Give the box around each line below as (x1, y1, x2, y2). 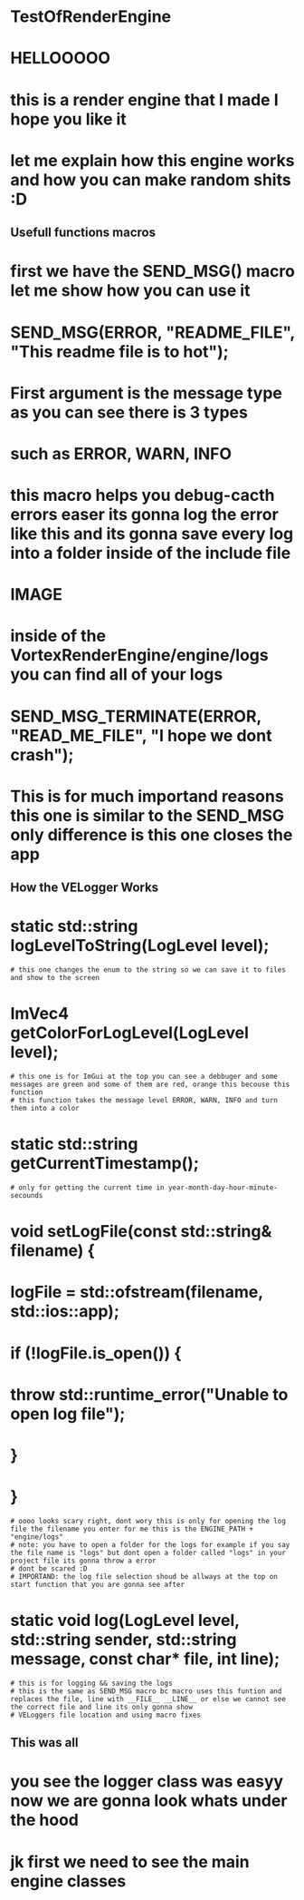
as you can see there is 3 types (10, 402, 248, 423)
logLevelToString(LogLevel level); (10, 935, 270, 956)
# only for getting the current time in (10, 1183, 166, 1192)
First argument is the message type (10, 383, 283, 403)
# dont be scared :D (10, 1563, 89, 1573)
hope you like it (10, 109, 128, 129)
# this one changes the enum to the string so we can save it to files (10, 965, 286, 974)
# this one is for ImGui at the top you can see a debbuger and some (10, 1072, 279, 1082)
